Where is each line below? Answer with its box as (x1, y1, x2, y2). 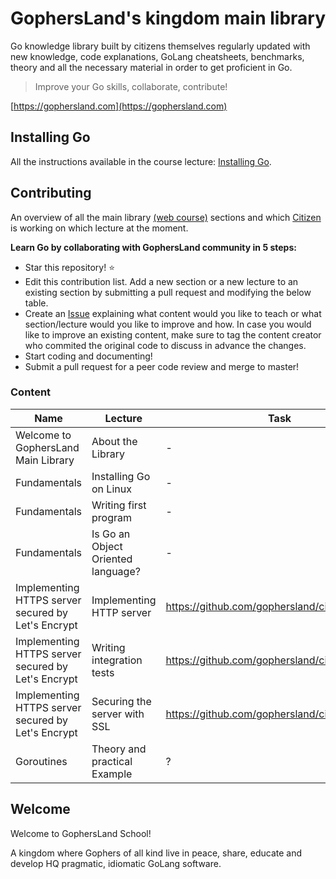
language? (91, 564, 141, 578)
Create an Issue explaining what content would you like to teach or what (24, 307, 322, 319)
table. (24, 297, 49, 309)
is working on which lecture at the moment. (10, 222, 189, 234)
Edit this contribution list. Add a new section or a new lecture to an (24, 275, 299, 287)
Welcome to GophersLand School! (10, 827, 152, 839)
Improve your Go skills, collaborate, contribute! (34, 80, 228, 92)
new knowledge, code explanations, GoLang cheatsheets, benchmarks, (10, 50, 305, 62)
